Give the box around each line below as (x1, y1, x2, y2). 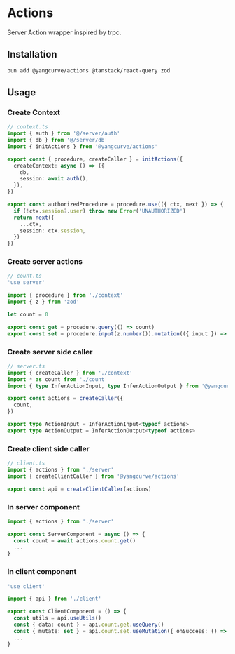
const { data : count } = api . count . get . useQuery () (13, 621, 164, 629)
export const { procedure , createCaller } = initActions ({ (7, 156, 183, 163)
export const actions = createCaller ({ (7, 395, 124, 402)
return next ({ (13, 214, 55, 221)
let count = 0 (7, 311, 49, 318)
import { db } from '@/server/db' (7, 137, 108, 144)
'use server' (7, 279, 45, 286)
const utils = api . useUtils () (13, 615, 101, 622)
